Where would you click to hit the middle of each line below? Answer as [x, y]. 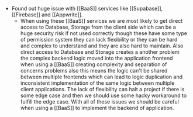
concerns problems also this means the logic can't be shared [94, 70]
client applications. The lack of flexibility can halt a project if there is [102, 89]
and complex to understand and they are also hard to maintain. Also [102, 46]
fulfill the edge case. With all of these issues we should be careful [100, 101]
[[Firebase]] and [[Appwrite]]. [47, 15]
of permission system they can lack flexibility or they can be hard [99, 39]
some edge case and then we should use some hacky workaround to [104, 95]
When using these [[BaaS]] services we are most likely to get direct [101, 21]
